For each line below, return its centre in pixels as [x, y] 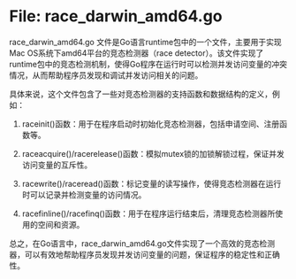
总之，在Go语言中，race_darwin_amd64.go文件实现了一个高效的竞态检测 [142, 243]
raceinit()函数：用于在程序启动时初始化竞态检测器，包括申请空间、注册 [151, 124]
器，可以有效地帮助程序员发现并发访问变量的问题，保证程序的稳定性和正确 [144, 254]
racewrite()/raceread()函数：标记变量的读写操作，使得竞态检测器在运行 [152, 183]
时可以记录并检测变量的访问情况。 [84, 194]
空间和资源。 [61, 224]
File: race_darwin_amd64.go [116, 16]
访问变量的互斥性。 [57, 165]
